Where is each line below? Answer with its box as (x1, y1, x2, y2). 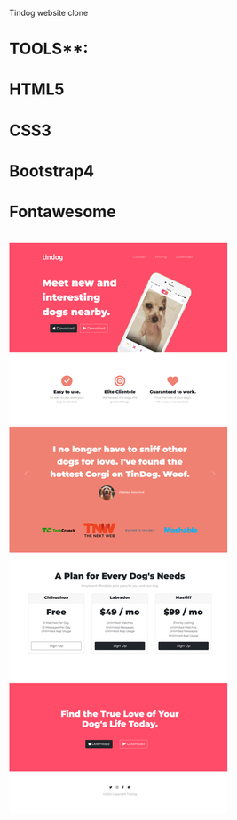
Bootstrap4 (9, 160, 95, 181)
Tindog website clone (9, 8, 89, 18)
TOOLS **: (9, 39, 89, 59)
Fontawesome (9, 201, 117, 222)
